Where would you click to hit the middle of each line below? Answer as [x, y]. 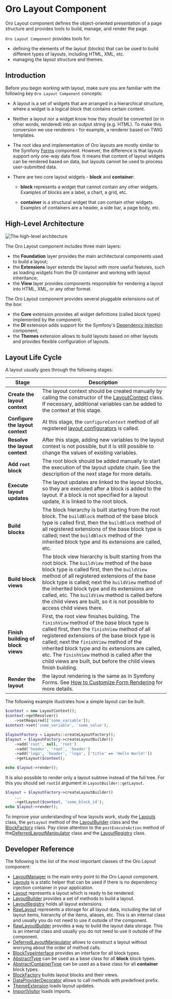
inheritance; [25, 278]
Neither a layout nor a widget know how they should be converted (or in [88, 119]
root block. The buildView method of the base [97, 563]
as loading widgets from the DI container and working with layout [81, 272]
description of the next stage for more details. [97, 474]
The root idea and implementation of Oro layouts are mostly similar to [86, 145]
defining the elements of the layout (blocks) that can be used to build [85, 48]
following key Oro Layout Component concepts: [54, 93]
